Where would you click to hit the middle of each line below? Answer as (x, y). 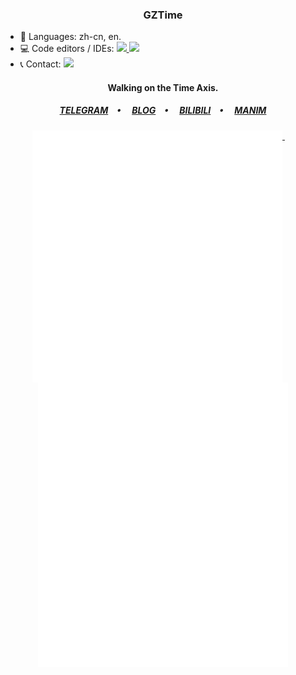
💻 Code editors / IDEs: (67, 49)
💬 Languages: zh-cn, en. (70, 37)
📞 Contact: (40, 64)
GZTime (163, 15)
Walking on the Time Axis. (163, 87)
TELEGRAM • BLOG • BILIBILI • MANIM (163, 110)
